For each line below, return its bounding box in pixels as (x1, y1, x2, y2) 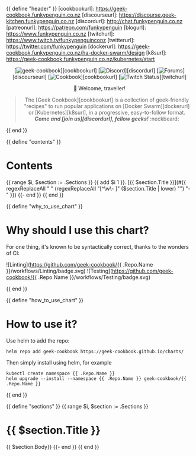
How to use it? (6, 318, 78, 331)
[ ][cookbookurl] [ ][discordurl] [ (14, 67, 159, 74)
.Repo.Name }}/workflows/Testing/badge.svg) (38, 273, 151, 281)
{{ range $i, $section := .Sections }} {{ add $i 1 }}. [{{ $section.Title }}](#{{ (6, 178, 187, 186)
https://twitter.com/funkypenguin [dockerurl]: (6, 43, 117, 50)
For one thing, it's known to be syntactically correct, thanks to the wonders (6, 243, 189, 250)
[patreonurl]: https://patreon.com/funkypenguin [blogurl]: (6, 24, 146, 31)
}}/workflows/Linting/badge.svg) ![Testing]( (6, 267, 113, 274)
